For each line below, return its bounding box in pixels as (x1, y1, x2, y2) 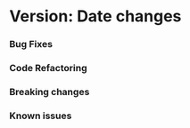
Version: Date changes (9, 6, 182, 27)
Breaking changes (9, 85, 90, 98)
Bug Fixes (9, 38, 54, 51)
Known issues (9, 109, 72, 122)
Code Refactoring (9, 62, 87, 75)
